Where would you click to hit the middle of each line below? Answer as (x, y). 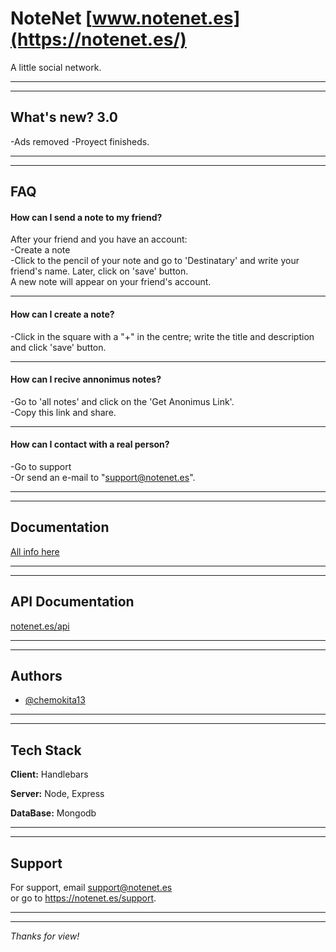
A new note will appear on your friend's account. (111, 282)
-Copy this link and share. (63, 412)
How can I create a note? (62, 314)
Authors (36, 675)
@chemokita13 (55, 700)
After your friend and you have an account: (99, 239)
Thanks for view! (45, 936)
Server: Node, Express (57, 794)
